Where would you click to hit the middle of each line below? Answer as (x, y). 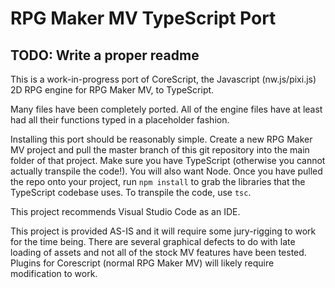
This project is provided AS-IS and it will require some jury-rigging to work (163, 231)
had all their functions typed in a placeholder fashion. (120, 120)
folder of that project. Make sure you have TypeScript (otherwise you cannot (168, 160)
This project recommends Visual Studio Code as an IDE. (125, 211)
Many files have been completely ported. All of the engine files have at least (166, 109)
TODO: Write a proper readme (105, 55)
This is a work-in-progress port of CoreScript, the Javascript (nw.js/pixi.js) (163, 79)
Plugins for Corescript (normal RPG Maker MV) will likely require (142, 263)
